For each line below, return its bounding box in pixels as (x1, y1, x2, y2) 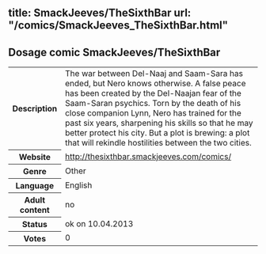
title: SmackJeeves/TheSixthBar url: (8, 6, 192, 20)
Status (22, 218, 47, 229)
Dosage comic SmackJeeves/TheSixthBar (8, 45, 221, 59)
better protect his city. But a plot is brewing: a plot (64, 127, 250, 138)
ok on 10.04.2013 (64, 218, 134, 229)
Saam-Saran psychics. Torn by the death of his (64, 98, 241, 109)
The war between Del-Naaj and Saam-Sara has (64, 68, 244, 79)
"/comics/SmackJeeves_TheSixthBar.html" (8, 19, 228, 32)
